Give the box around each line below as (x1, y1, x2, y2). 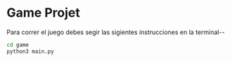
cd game (6, 41, 30, 48)
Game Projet (6, 5, 80, 21)
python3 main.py (6, 47, 54, 55)
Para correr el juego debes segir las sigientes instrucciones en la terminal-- (6, 28, 226, 36)
